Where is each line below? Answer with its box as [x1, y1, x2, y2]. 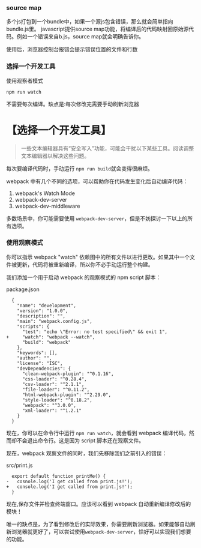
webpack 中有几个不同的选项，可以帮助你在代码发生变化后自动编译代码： [6, 178, 188, 185]
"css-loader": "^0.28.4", [22, 376, 87, 382]
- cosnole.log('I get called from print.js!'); [6, 478, 133, 484]
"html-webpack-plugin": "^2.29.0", [22, 391, 112, 398]
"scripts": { [17, 324, 50, 330]
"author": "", [17, 355, 52, 361]
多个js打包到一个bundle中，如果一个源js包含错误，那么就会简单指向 [6, 18, 173, 25]
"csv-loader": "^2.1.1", [22, 381, 85, 387]
